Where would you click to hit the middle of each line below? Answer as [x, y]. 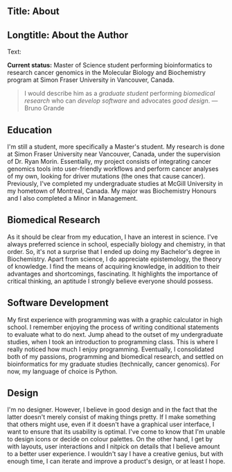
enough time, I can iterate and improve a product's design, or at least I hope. [116, 462]
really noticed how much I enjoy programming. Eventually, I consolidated [111, 349]
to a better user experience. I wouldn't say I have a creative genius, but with [115, 454]
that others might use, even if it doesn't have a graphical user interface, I [111, 424]
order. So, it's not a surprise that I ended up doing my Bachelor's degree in [114, 251]
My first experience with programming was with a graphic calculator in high [115, 319]
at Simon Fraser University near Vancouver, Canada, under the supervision [114, 154]
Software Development [58, 303]
